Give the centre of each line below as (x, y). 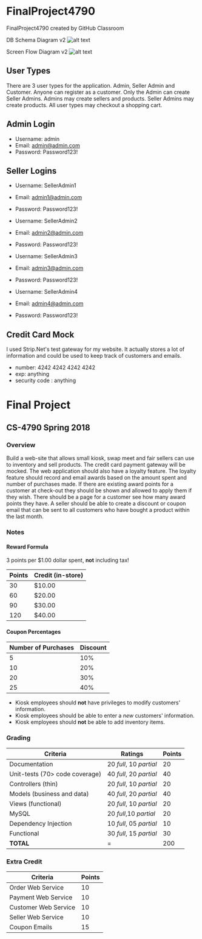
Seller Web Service (36, 917)
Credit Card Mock (40, 334)
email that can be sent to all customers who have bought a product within (98, 510)
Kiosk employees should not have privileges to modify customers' (98, 703)
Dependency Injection (41, 823)
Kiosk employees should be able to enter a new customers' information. (105, 716)
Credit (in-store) (59, 575)
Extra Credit (24, 862)
